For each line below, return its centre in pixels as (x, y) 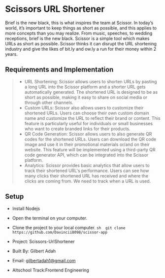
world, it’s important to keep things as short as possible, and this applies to (81, 28)
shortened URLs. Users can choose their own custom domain (87, 113)
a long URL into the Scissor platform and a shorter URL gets (85, 87)
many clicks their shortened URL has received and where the (86, 175)
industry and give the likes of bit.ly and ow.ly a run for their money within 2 (81, 49)
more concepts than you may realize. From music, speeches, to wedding (79, 33)
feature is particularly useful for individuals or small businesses (89, 123)
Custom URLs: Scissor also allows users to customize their (84, 107)
